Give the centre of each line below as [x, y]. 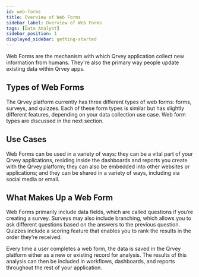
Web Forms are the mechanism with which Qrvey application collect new [95, 56]
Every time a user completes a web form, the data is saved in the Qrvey [94, 249]
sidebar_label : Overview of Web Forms [54, 23]
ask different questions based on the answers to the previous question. [93, 225]
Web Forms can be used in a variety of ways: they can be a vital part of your [99, 154]
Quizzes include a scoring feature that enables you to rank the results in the [99, 231]
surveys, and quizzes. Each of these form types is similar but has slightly [95, 108]
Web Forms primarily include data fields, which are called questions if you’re [100, 212]
